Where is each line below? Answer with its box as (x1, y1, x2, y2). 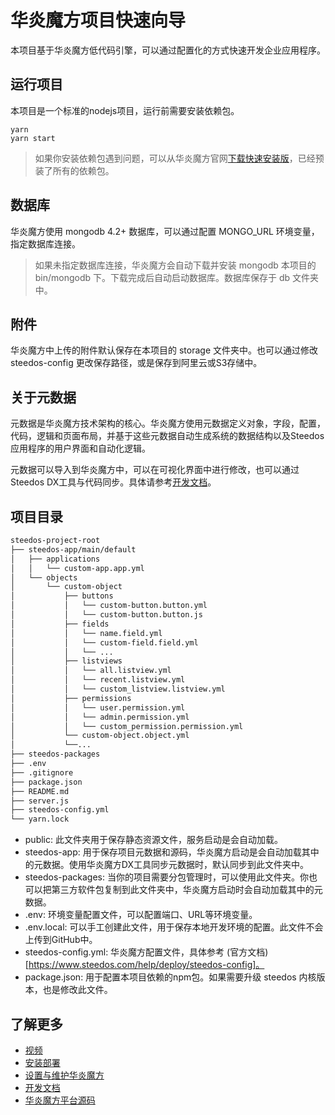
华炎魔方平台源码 (24, 1094, 96, 1106)
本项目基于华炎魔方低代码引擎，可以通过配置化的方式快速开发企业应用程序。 (10, 44, 326, 56)
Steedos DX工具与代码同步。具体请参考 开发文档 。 (10, 476, 217, 488)
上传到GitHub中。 (24, 934, 98, 946)
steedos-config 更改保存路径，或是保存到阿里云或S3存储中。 (10, 357, 263, 369)
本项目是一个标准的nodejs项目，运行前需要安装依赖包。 (10, 104, 240, 116)
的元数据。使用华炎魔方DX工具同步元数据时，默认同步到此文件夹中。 (24, 859, 309, 871)
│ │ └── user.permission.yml (10, 702, 186, 713)
